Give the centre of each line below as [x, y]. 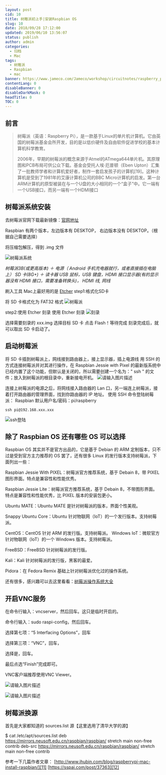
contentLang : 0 [21, 83]
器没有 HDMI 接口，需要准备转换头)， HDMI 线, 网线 [58, 280]
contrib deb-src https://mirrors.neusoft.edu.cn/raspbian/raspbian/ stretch [80, 746]
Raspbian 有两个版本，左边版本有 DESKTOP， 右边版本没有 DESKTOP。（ [79, 230]
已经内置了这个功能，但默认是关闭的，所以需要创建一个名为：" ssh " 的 [77, 371]
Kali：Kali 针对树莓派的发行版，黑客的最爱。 [50, 560]
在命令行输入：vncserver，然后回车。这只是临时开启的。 [63, 611]
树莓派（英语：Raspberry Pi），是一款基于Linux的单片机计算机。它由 [87, 136]
